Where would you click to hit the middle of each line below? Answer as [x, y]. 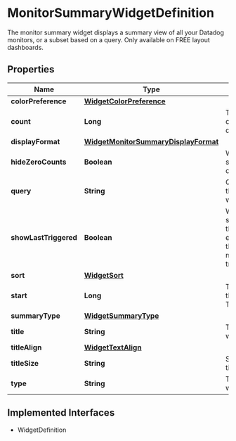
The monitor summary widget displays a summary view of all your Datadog [116, 32]
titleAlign [26, 347]
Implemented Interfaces [61, 413]
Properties [31, 69]
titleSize [25, 363]
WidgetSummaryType [122, 316]
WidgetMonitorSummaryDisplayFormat [151, 141]
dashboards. [26, 47]
